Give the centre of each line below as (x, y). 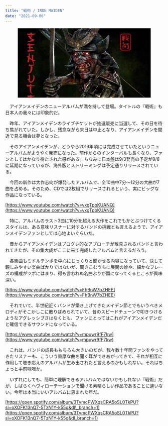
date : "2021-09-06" (26, 16)
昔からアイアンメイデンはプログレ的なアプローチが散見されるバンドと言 (84, 244)
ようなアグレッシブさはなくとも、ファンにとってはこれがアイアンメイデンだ (83, 318)
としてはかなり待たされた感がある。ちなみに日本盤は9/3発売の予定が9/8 (85, 159)
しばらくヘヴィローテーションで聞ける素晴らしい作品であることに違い (86, 386)
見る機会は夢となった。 (38, 136)
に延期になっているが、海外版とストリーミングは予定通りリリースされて (79, 165)
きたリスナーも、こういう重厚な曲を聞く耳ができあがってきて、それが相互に (84, 356)
